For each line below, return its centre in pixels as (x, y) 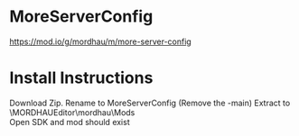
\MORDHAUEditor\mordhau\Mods (72, 112)
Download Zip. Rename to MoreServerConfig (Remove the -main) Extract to (150, 103)
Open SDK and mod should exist (70, 122)
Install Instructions (81, 78)
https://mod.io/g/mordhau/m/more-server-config (100, 41)
